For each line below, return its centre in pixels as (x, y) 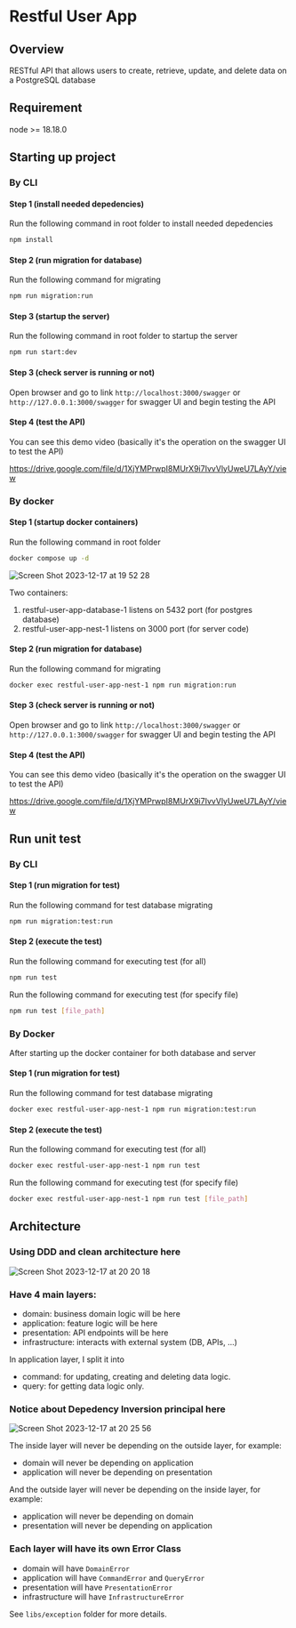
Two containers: (39, 592)
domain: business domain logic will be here (101, 1313)
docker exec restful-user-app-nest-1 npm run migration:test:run (132, 1109)
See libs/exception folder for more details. (88, 1614)
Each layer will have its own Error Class (96, 1549)
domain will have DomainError (76, 1568)
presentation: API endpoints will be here (95, 1333)
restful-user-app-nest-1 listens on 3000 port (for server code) (136, 628)
